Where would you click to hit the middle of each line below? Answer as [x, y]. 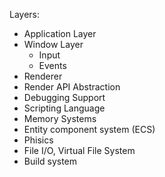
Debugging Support [64, 97]
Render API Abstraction [72, 87]
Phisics [38, 140]
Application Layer [60, 33]
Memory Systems [60, 118]
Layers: [25, 14]
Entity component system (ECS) [89, 129]
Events [52, 65]
